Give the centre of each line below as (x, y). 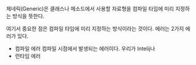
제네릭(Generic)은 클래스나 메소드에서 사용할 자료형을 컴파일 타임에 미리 (90, 9)
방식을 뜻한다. (28, 16)
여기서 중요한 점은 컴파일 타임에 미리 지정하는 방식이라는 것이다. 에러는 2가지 (95, 29)
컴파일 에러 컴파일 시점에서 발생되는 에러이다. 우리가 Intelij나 (85, 48)
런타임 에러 (28, 56)
